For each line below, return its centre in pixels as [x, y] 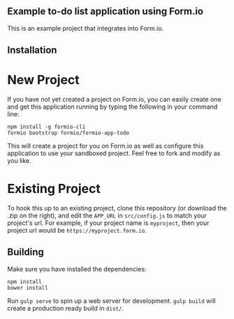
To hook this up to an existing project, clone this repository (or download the [117, 208]
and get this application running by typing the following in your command [112, 107]
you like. [19, 161]
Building [25, 252]
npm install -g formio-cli [46, 127]
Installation [32, 50]
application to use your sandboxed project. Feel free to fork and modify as [114, 153]
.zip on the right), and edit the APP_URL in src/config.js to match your [107, 216]
